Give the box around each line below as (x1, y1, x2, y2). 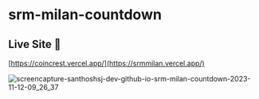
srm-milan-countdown (8, 6, 162, 24)
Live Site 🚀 (8, 38, 61, 51)
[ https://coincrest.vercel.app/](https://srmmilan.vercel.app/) (8, 58, 205, 68)
